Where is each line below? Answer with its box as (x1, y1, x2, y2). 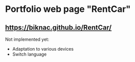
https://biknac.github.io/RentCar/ (5, 23, 112, 32)
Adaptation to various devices (12, 46, 74, 52)
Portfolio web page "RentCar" (5, 3, 131, 15)
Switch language (12, 51, 47, 57)
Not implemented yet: (5, 36, 50, 42)
